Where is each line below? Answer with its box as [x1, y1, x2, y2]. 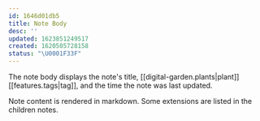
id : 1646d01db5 [8, 11, 60, 20]
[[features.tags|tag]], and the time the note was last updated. [8, 80, 213, 90]
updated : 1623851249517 [8, 34, 89, 43]
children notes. [8, 105, 58, 115]
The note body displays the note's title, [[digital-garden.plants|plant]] [8, 72, 240, 81]
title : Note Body [8, 19, 67, 28]
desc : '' [8, 27, 38, 35]
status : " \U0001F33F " [8, 50, 82, 58]
